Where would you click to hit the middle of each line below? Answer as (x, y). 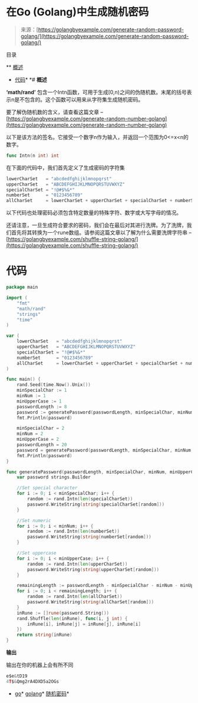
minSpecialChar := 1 (42, 390)
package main (22, 287)
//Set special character (47, 488)
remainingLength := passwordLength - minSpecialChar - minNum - (97, 586)
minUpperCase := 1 (39, 401)
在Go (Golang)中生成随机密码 (77, 12)
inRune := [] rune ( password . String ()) (63, 613)
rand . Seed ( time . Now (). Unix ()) (54, 385)
